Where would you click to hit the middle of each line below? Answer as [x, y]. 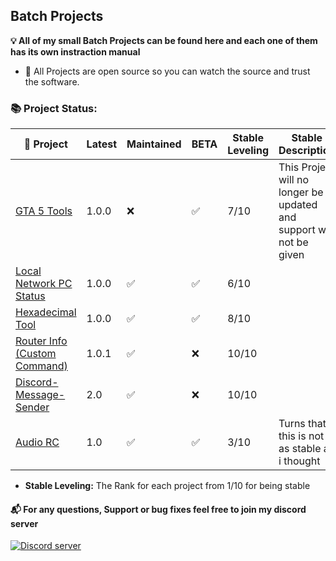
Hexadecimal [46, 312]
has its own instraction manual [75, 51]
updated [298, 205]
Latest [101, 144]
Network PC [44, 284]
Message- [40, 395]
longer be [301, 192]
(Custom [36, 354]
